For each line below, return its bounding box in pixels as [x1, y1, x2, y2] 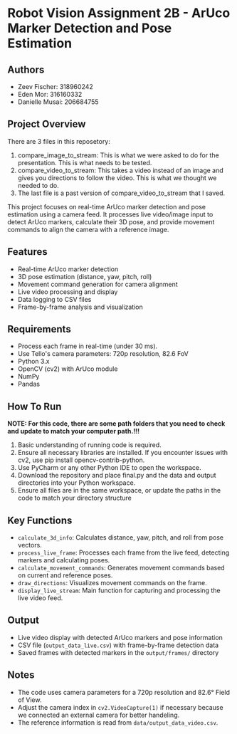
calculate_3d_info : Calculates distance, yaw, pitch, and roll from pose [17, 533, 224, 542]
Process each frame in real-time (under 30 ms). [17, 342, 158, 350]
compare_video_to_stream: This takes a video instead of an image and [17, 166, 224, 174]
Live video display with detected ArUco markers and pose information [17, 633, 223, 641]
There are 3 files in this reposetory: [7, 137, 110, 145]
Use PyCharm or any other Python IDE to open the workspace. [17, 463, 201, 472]
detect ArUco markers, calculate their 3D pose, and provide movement [7, 217, 215, 226]
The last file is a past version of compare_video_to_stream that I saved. [17, 189, 226, 197]
